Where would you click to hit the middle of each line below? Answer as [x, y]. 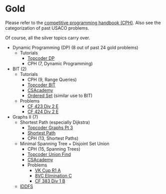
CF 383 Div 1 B [50, 181]
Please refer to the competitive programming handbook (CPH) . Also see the [83, 23]
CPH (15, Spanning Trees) [54, 149]
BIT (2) [19, 69]
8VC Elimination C [53, 175]
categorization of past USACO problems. [47, 28]
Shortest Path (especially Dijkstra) [55, 122]
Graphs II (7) [25, 117]
